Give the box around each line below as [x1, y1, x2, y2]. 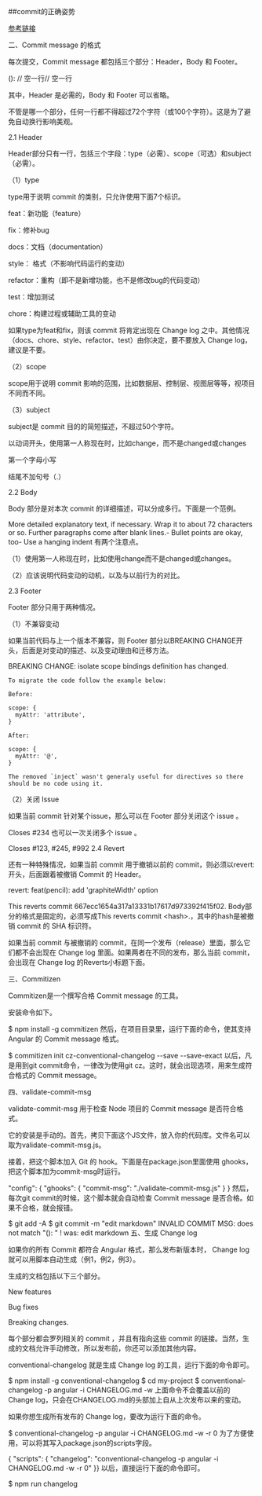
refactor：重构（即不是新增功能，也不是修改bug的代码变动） [8, 276, 205, 284]
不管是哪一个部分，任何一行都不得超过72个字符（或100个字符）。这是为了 [8, 107, 245, 116]
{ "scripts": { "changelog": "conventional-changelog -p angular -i [8, 1454, 219, 1463]
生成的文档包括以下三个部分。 [8, 1271, 104, 1281]
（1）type [8, 175, 40, 185]
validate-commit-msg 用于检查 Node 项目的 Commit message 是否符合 [8, 1104, 237, 1113]
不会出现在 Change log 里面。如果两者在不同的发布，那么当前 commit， [21, 948, 254, 957]
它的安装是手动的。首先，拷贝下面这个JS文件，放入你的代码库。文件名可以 [8, 1131, 250, 1139]
